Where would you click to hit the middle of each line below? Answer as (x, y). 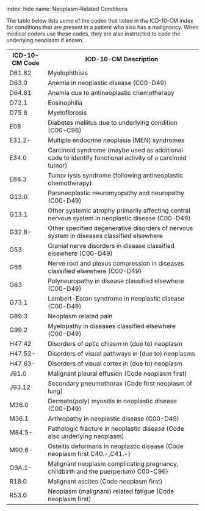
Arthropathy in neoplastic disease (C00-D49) (113, 419)
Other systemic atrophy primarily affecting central (119, 211)
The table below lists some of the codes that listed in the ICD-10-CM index (100, 21)
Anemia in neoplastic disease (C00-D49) (107, 83)
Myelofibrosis (67, 113)
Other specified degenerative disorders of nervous (120, 228)
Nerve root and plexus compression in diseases (116, 263)
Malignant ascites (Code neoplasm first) (105, 481)
